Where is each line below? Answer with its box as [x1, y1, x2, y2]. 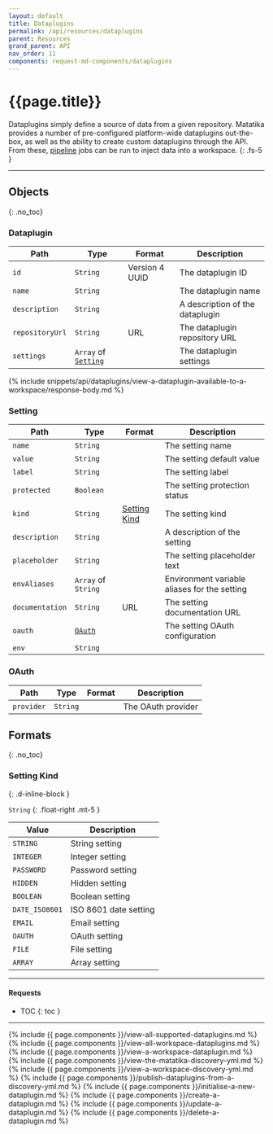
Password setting [70, 864, 136, 875]
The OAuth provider [123, 701, 199, 712]
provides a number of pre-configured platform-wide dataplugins [8, 128, 223, 138]
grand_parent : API [8, 42, 71, 50]
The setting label [164, 466, 229, 478]
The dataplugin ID [179, 266, 248, 278]
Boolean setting [70, 891, 131, 902]
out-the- [224, 128, 253, 138]
